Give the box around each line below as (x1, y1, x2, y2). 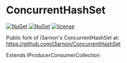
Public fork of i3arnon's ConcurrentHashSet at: (6, 34, 119, 41)
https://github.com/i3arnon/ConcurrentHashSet (6, 40, 121, 47)
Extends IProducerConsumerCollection (6, 51, 100, 58)
